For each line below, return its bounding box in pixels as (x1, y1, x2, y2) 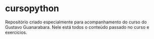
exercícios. (5, 29, 27, 35)
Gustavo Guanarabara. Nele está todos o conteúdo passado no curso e (5, 24, 150, 30)
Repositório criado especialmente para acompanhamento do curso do (5, 19, 147, 25)
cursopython (5, 3, 59, 14)
